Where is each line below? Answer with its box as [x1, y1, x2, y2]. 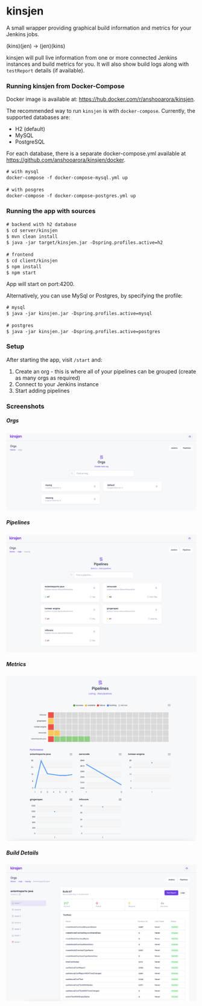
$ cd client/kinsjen [6, 258, 58, 264]
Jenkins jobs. [6, 30, 39, 37]
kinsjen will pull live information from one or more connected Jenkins [6, 54, 178, 61]
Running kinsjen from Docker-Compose [6, 81, 125, 90]
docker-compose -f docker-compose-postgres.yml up [6, 193, 136, 199]
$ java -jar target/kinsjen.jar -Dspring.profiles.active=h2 [6, 240, 163, 246]
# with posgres [6, 187, 45, 193]
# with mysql [6, 169, 39, 175]
